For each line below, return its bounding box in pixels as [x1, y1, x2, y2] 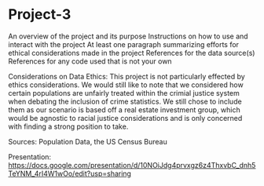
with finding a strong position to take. [8, 122, 129, 131]
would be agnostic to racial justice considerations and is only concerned [8, 113, 243, 122]
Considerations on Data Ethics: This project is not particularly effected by [8, 71, 245, 81]
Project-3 [8, 5, 71, 24]
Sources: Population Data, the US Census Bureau [8, 137, 167, 146]
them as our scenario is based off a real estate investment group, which [8, 104, 241, 115]
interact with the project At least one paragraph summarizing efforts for [8, 39, 240, 49]
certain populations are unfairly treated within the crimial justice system [8, 88, 240, 97]
